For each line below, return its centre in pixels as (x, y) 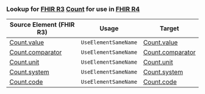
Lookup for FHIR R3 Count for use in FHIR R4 (73, 9)
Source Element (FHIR (42, 25)
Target (169, 29)
